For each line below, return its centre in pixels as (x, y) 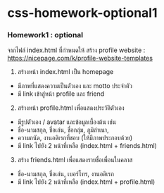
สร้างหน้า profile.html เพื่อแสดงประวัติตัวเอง (71, 108)
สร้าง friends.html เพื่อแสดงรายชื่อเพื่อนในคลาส (75, 160)
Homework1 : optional (45, 35)
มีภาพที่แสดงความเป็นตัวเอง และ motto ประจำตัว (75, 86)
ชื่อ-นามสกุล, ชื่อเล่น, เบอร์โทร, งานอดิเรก (66, 174)
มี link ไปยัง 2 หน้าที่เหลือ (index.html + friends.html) (87, 146)
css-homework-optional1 (82, 13)
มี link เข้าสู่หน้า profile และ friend (61, 94)
